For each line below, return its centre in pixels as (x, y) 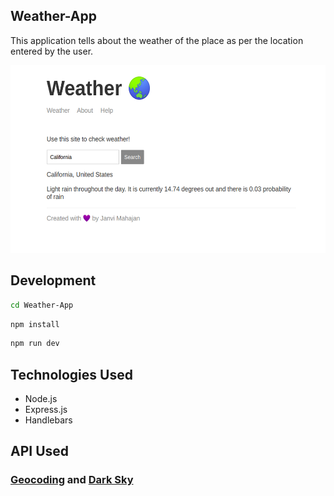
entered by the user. (52, 51)
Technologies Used (71, 374)
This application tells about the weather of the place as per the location (157, 40)
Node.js (41, 399)
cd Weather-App (42, 305)
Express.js (46, 410)
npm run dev (35, 344)
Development (53, 280)
